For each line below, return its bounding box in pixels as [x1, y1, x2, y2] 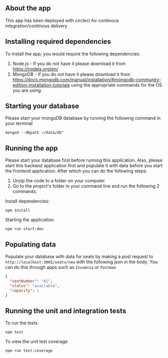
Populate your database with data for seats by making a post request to [5, 254, 153, 260]
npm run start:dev [5, 227, 44, 232]
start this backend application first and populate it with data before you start [5, 163, 163, 169]
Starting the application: [5, 217, 55, 223]
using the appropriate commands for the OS [71, 82, 162, 88]
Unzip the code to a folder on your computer [12, 178, 105, 184]
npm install [5, 208, 30, 213]
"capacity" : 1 [10, 288, 39, 293]
